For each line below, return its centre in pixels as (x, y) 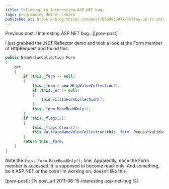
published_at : (20, 19)
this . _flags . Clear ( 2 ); (56, 128)
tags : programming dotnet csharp (40, 15)
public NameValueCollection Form (40, 58)
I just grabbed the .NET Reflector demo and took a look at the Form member (84, 43)
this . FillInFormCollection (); (73, 100)
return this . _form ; (44, 142)
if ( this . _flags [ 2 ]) (45, 118)
